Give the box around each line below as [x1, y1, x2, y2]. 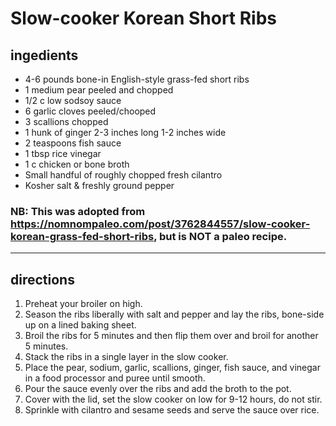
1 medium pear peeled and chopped [24, 84, 174, 96]
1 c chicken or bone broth [24, 158, 130, 170]
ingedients [10, 47, 79, 64]
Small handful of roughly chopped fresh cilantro [24, 169, 223, 181]
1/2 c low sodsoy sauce [24, 95, 122, 106]
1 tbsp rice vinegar [24, 148, 102, 159]
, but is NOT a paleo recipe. [153, 229, 288, 243]
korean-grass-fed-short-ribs [10, 229, 155, 243]
